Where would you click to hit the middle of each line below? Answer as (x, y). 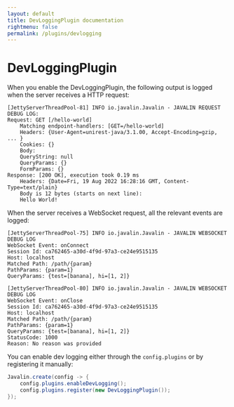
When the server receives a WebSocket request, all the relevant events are (115, 213)
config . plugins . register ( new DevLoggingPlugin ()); (95, 390)
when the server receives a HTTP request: (68, 95)
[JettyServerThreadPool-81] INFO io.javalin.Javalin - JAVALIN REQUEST (114, 108)
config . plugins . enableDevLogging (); (74, 384)
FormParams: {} (42, 169)
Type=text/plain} (33, 188)
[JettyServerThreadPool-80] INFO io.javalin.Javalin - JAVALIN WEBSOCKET (117, 288)
